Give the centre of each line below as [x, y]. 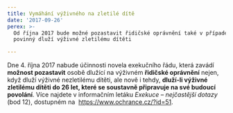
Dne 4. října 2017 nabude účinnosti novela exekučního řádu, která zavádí [111, 65]
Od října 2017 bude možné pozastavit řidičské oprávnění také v [108, 33]
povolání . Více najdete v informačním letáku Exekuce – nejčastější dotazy [113, 95]
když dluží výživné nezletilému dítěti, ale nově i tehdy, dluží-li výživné [107, 80]
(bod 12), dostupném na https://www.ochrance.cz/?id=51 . [90, 102]
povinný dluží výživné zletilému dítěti [72, 40]
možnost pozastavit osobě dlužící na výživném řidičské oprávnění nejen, [113, 73]
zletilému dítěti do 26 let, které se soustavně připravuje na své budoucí [112, 87]
